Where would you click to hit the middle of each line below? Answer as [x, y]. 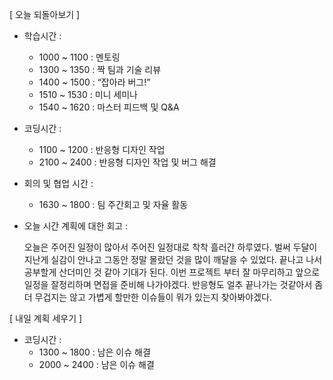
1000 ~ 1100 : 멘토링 [79, 57]
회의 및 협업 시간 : [58, 183]
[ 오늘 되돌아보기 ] [45, 14]
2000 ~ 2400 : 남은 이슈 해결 [96, 364]
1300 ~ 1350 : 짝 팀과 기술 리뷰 [100, 69]
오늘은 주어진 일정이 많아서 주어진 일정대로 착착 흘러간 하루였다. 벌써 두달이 [170, 247]
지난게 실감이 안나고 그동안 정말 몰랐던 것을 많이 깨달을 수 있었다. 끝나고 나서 [173, 259]
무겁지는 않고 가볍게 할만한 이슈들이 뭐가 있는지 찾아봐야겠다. [153, 297]
